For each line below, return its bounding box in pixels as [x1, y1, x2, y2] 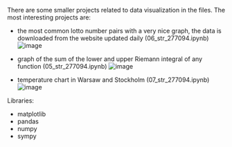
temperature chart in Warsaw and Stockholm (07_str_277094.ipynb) [17, 76, 210, 84]
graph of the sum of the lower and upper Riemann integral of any [17, 55, 203, 63]
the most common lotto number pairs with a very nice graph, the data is [17, 27, 222, 35]
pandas [17, 117, 39, 126]
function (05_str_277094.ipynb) [17, 62, 107, 70]
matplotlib [17, 110, 46, 118]
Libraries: [7, 96, 35, 105]
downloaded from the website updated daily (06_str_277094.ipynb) [17, 34, 209, 42]
